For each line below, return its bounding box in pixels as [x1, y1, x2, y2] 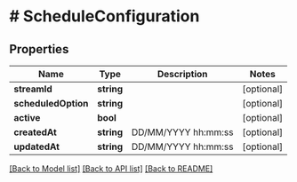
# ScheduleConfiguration [9, 6, 200, 27]
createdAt [13, 126, 58, 138]
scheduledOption [13, 98, 89, 109]
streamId [13, 83, 53, 95]
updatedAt [13, 140, 60, 153]
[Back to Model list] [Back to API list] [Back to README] [9, 163, 213, 174]
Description [157, 68, 208, 80]
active [13, 112, 41, 123]
